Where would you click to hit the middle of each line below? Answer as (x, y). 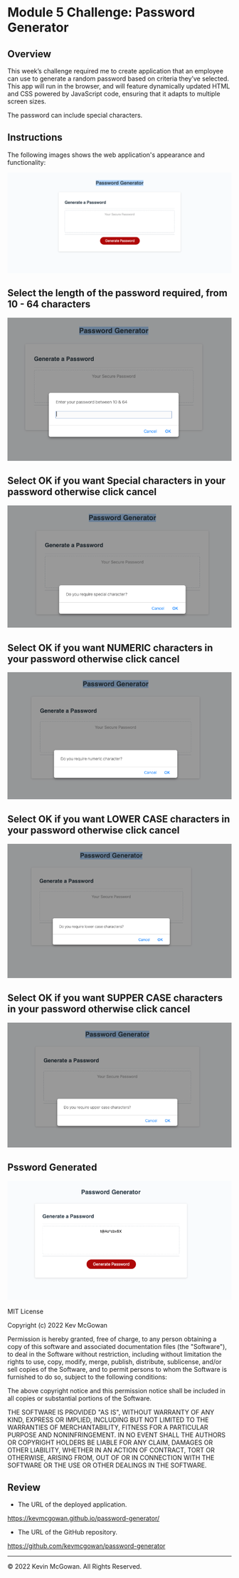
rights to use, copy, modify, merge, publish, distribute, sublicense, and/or (115, 1361)
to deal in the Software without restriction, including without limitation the (115, 1354)
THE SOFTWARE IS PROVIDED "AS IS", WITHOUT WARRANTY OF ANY (111, 1412)
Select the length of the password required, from (117, 293)
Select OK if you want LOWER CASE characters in (119, 819)
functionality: (27, 162)
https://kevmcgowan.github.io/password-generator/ (84, 1518)
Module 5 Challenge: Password (101, 12)
